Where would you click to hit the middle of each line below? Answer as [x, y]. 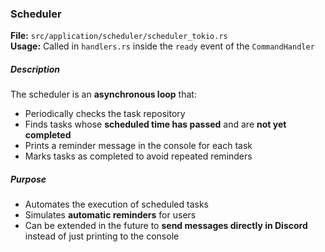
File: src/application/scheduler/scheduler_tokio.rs [119, 36]
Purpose [28, 179]
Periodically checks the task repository [105, 114]
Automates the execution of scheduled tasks [117, 204]
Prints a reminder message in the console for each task [138, 146]
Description [35, 69]
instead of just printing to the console [102, 236]
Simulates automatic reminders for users [110, 215]
